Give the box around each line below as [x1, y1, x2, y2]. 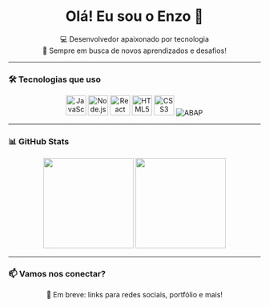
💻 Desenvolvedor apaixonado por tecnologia [59, 34, 210, 43]
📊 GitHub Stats [8, 136, 70, 147]
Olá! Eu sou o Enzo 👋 [65, 7, 204, 26]
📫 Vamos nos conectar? [8, 269, 106, 280]
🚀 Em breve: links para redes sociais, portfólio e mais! [46, 289, 223, 299]
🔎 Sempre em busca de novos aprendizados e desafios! [42, 46, 227, 55]
